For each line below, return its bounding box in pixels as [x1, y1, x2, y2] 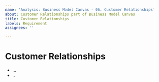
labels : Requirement [5, 21, 48, 26]
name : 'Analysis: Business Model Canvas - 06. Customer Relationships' [5, 7, 155, 12]
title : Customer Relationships [5, 16, 69, 21]
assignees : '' [5, 26, 34, 30]
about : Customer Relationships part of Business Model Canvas [5, 12, 135, 17]
